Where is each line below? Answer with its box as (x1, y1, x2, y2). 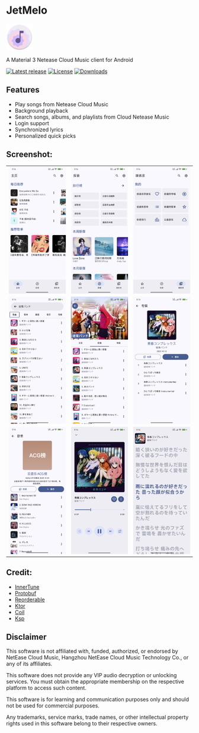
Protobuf (14, 589, 37, 596)
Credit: (6, 567, 33, 577)
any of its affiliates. (6, 660, 53, 668)
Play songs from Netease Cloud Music (14, 100, 108, 107)
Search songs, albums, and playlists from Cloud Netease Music (14, 113, 170, 120)
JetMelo (6, 4, 47, 17)
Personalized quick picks (14, 132, 76, 139)
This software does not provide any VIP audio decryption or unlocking (6, 672, 177, 679)
